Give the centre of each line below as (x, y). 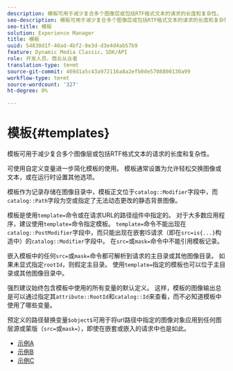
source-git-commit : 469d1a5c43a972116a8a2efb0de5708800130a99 (99, 71)
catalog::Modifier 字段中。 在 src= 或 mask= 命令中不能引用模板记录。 (128, 241)
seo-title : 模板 (29, 26)
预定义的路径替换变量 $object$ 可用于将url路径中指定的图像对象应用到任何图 (114, 320)
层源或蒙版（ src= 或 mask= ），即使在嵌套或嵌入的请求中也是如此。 (99, 329)
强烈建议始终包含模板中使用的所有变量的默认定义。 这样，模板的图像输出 (111, 288)
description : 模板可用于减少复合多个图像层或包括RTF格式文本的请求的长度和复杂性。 (115, 13)
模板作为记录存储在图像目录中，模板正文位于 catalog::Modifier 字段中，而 (113, 192)
